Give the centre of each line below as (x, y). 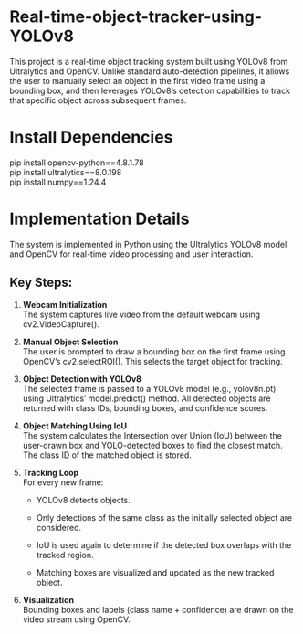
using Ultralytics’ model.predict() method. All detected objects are (146, 398)
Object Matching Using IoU (75, 426)
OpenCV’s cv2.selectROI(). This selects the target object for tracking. (152, 361)
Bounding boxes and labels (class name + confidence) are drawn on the (158, 609)
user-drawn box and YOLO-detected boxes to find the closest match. (152, 445)
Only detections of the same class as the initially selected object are (164, 517)
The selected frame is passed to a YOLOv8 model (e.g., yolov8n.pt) (149, 388)
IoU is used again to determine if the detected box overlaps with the (164, 544)
